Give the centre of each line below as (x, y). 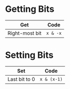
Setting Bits (29, 55)
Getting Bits (30, 9)
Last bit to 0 (21, 79)
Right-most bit (25, 33)
